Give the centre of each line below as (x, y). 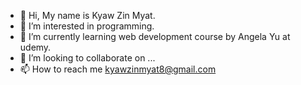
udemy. (35, 47)
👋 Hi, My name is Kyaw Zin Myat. (87, 15)
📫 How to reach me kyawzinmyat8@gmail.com (118, 69)
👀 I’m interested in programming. (87, 26)
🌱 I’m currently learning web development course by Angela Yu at (155, 36)
